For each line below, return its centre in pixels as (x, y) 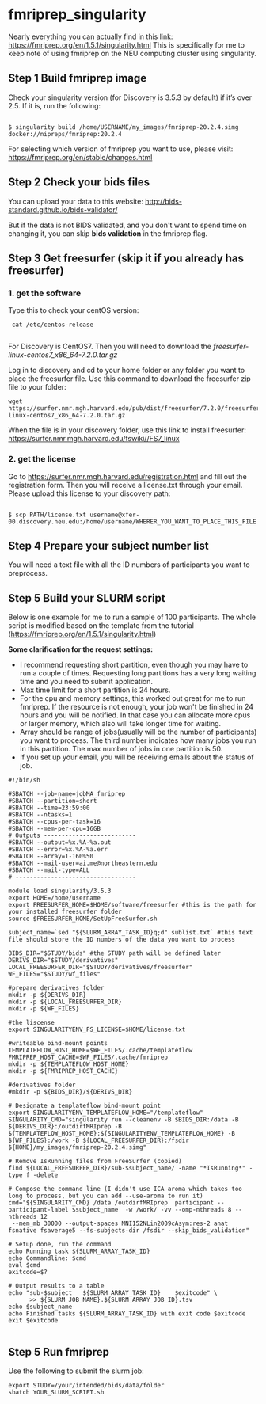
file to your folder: (37, 387)
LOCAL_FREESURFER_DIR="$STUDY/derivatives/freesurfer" (101, 968)
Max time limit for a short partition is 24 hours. (95, 690)
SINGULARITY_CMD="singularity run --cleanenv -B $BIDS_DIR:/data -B (123, 1120)
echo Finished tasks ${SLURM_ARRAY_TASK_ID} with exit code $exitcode (127, 1314)
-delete (46, 1175)
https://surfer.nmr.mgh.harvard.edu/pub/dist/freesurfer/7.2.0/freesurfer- (136, 409)
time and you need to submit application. (86, 682)
